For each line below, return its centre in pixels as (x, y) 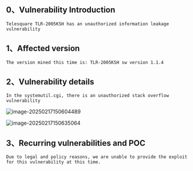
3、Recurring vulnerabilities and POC (76, 143)
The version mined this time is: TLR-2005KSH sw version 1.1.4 (85, 62)
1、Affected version (43, 48)
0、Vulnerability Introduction (61, 10)
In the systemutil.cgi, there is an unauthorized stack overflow (87, 96)
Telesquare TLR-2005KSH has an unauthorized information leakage (87, 24)
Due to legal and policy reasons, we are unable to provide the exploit (97, 157)
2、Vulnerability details (50, 82)
